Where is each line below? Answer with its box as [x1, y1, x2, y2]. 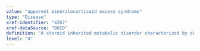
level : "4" [6, 36, 33, 42]
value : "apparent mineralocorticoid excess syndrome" [6, 8, 143, 15]
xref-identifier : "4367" [6, 19, 68, 25]
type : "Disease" [6, 14, 46, 20]
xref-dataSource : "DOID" [6, 25, 68, 31]
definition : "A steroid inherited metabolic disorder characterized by [6, 30, 187, 36]
